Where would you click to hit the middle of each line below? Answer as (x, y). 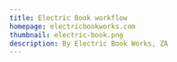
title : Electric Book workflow (69, 18)
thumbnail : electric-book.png (67, 35)
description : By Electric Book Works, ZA (89, 43)
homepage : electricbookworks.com (73, 26)
